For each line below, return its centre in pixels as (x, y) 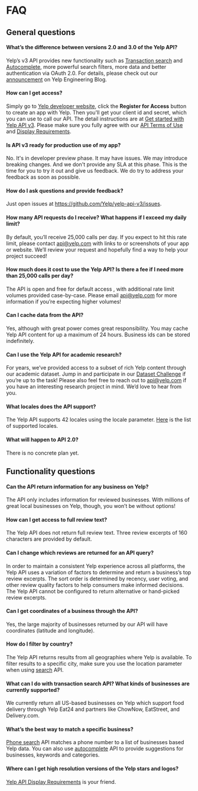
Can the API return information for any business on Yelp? (77, 487)
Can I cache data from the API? (45, 315)
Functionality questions (51, 471)
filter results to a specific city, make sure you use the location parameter (94, 664)
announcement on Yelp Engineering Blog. (57, 79)
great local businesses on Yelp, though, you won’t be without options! (91, 506)
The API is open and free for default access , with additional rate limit (90, 289)
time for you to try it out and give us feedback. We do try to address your (95, 171)
